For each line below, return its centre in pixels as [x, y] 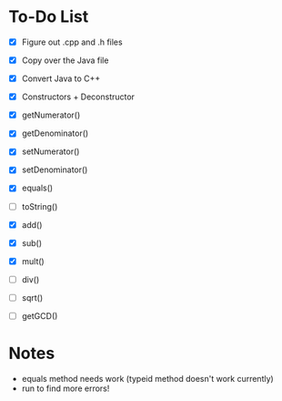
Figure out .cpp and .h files [72, 42]
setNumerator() [50, 151]
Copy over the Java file [65, 60]
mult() [33, 261]
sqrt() [32, 297]
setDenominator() [55, 170]
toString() [40, 206]
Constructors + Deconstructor [78, 97]
